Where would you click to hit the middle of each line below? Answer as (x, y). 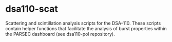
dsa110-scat (32, 9)
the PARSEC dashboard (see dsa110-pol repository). (60, 34)
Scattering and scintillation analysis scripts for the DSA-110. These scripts (83, 23)
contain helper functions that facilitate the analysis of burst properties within (86, 28)
